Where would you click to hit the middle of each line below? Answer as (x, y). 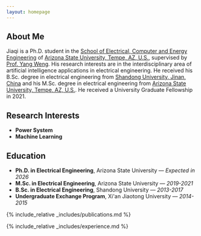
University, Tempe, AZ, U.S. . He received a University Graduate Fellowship (100, 90)
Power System (34, 130)
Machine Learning (39, 137)
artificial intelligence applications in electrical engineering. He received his (100, 71)
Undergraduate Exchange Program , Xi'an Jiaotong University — (97, 196)
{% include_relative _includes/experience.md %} (68, 226)
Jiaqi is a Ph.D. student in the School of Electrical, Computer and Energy (97, 51)
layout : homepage (28, 12)
